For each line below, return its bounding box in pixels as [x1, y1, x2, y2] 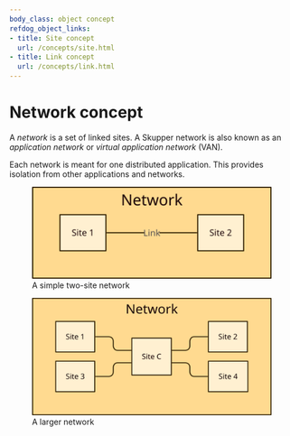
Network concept [9, 102, 144, 123]
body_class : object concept [9, 14, 116, 23]
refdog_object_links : [9, 23, 91, 33]
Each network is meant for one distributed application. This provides [9, 159, 264, 170]
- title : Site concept [9, 33, 95, 42]
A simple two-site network [32, 280, 130, 291]
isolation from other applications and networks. [9, 168, 185, 180]
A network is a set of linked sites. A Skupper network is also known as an [9, 132, 282, 143]
